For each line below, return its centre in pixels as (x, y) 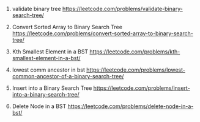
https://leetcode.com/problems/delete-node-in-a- (131, 106)
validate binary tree (36, 9)
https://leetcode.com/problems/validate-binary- (123, 9)
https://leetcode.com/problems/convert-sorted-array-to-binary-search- (103, 33)
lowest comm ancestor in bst (49, 70)
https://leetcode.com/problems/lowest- (136, 70)
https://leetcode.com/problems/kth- (135, 52)
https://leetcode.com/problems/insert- (142, 88)
